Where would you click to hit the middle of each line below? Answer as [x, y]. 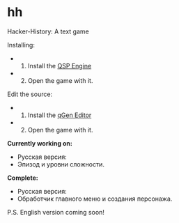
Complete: [23, 178]
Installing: [21, 45]
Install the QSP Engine [60, 66]
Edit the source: [30, 94]
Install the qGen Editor [60, 115]
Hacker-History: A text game [48, 31]
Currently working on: [40, 143]
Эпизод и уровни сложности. [61, 164]
